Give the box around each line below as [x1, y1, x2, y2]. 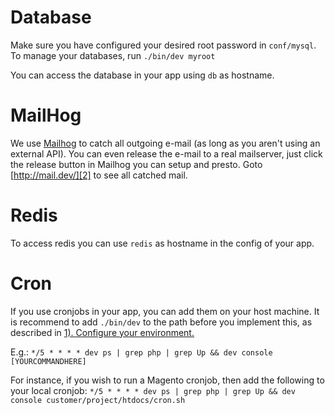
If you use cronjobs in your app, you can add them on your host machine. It [10, 305, 320, 317]
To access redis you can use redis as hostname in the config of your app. [10, 237, 315, 249]
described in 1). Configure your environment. [10, 326, 195, 338]
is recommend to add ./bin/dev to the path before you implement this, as [10, 316, 313, 328]
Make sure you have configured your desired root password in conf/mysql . [10, 39, 317, 51]
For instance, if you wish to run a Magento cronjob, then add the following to [10, 374, 325, 386]
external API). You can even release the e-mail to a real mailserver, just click [10, 147, 323, 160]
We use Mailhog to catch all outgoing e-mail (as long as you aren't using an [10, 137, 321, 149]
